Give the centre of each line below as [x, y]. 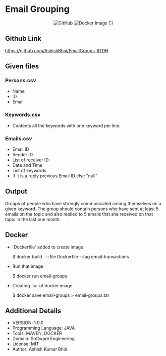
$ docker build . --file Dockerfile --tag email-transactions [71, 256]
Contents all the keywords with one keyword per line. [66, 125]
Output [16, 191]
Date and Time [27, 165]
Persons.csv [21, 81]
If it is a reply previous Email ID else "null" [55, 176]
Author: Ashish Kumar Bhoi [40, 349]
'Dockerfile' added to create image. [49, 247]
